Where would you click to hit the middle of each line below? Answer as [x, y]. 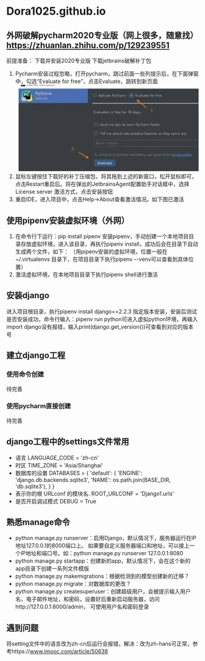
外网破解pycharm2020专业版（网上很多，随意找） [102, 35]
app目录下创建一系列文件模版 [52, 569]
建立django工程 [36, 356]
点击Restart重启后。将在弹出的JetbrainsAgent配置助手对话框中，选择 [102, 184]
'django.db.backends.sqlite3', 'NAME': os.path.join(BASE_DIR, [93, 480]
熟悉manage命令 [38, 523]
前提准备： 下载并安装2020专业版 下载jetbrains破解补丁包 [79, 60]
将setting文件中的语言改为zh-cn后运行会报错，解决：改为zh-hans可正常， [99, 644]
